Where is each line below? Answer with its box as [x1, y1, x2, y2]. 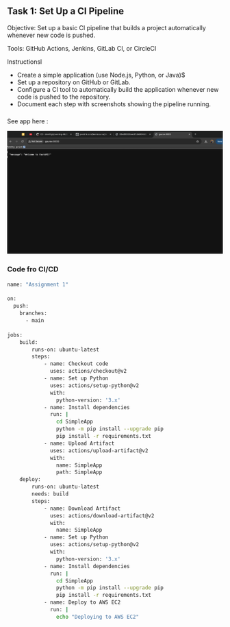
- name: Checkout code [43, 360, 109, 367]
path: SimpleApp [55, 469, 103, 476]
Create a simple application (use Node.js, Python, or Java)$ [16, 71, 186, 79]
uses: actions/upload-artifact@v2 [50, 447, 149, 454]
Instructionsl [7, 58, 42, 66]
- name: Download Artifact [43, 505, 121, 512]
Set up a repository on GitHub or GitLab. [16, 78, 131, 86]
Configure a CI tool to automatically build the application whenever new [16, 85, 219, 93]
